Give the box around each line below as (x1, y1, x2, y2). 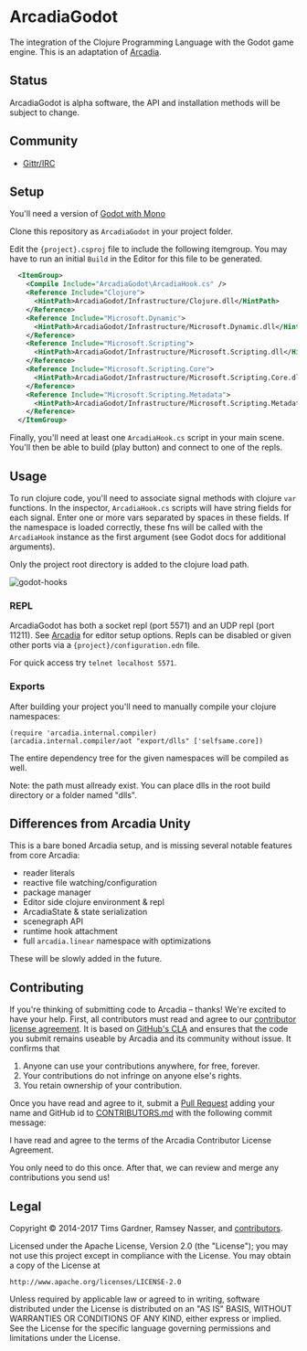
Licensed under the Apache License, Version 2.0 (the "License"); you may (9, 1240, 289, 1251)
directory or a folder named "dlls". (9, 789, 137, 801)
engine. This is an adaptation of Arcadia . (9, 46, 162, 57)
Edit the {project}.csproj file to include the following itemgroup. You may (9, 244, 288, 255)
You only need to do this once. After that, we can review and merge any (9, 1163, 280, 1174)
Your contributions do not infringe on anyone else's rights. (22, 1070, 242, 1081)
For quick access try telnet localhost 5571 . (9, 657, 177, 668)
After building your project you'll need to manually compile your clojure (9, 701, 277, 712)
